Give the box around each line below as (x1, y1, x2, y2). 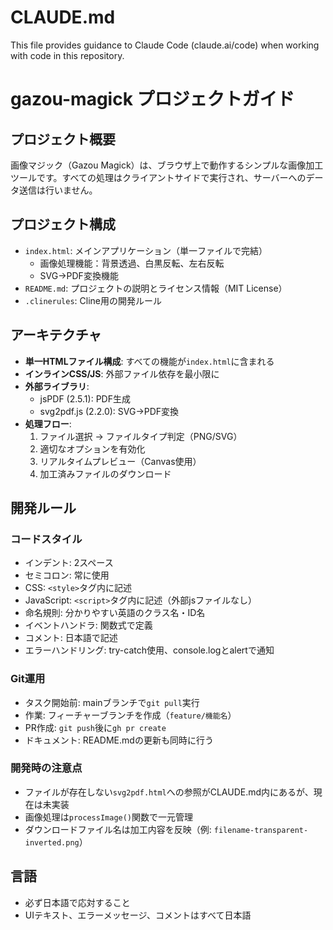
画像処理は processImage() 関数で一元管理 (24, 811, 194, 823)
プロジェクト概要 (10, 131, 116, 148)
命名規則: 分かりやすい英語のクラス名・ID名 (24, 607, 206, 619)
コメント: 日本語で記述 (24, 632, 118, 644)
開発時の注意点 (10, 761, 83, 775)
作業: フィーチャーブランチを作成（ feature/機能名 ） (24, 709, 237, 721)
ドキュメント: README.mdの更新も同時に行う (24, 734, 214, 746)
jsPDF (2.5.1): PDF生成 (39, 392, 131, 405)
